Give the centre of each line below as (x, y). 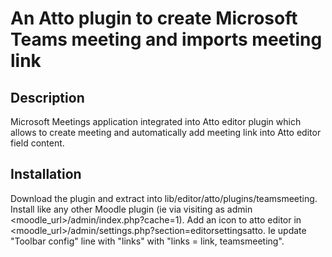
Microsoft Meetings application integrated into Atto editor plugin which (156, 121)
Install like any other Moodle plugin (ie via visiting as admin (131, 209)
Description (47, 97)
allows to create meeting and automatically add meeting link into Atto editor (166, 132)
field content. (37, 143)
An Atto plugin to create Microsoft (154, 18)
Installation (46, 174)
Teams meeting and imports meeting (166, 39)
